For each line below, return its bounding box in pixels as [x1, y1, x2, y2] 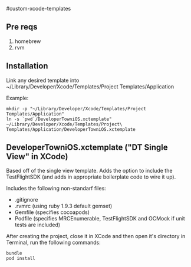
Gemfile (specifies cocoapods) [14, 209, 90, 216]
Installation [6, 61, 48, 71]
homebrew [14, 38, 41, 45]
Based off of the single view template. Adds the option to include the [6, 167, 173, 174]
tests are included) [14, 221, 61, 229]
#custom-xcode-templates [6, 5, 71, 12]
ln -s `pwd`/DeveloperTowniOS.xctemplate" [6, 116, 112, 122]
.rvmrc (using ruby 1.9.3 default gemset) [14, 203, 113, 210]
